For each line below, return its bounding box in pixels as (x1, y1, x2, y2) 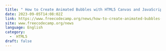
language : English (5, 25, 43, 30)
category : (5, 30, 26, 34)
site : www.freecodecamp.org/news (5, 20, 74, 26)
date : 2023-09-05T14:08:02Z (5, 12, 63, 17)
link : (5, 16, 16, 21)
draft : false (5, 39, 32, 44)
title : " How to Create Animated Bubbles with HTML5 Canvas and (5, 7, 140, 12)
